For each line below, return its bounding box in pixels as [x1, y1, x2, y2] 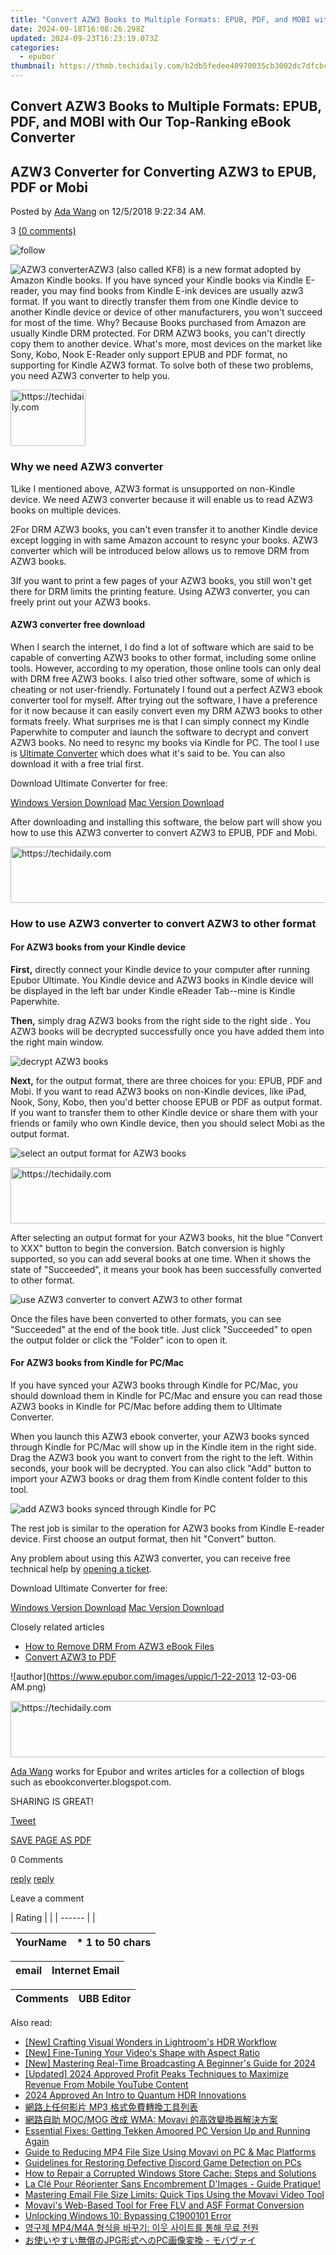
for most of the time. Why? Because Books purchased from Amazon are [10, 317, 307, 329]
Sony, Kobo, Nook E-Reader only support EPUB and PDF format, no [10, 349, 288, 361]
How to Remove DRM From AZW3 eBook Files [24, 1641, 215, 1653]
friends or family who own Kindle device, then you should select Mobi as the [10, 1117, 326, 1129]
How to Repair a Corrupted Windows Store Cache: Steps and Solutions [24, 2167, 317, 2180]
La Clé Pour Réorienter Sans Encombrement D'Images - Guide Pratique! [24, 2178, 321, 2190]
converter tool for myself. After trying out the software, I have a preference [10, 694, 318, 706]
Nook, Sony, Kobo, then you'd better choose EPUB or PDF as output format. [10, 1096, 323, 1108]
